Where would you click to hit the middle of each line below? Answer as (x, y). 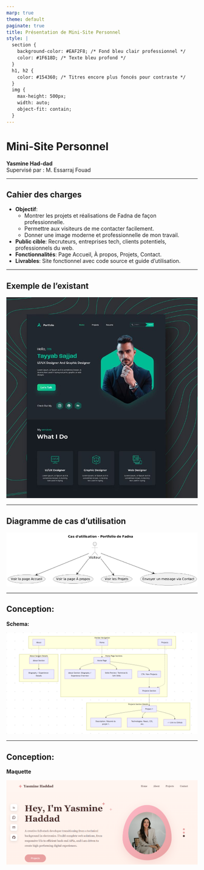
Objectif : (26, 209)
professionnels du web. (44, 248)
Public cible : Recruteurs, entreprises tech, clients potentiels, (91, 242)
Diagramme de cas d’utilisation (66, 521)
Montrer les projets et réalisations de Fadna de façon (90, 216)
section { (24, 45)
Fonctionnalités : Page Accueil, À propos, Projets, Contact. (88, 254)
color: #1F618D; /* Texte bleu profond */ (72, 58)
